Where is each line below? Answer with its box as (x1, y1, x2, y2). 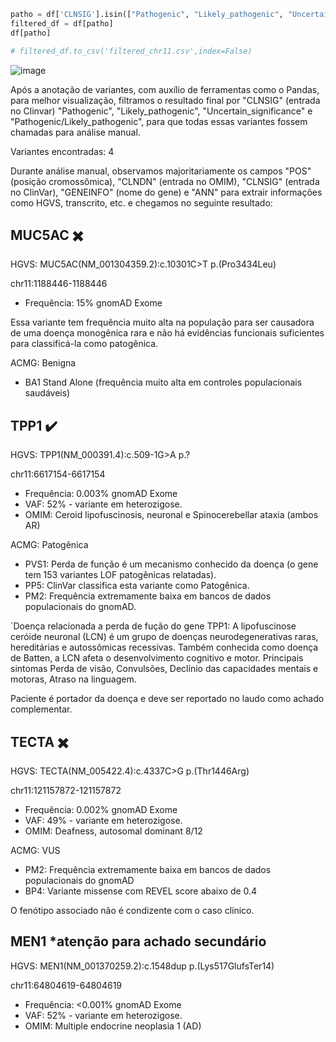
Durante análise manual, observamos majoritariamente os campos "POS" (10, 165, 312, 177)
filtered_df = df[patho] (10, 18, 114, 29)
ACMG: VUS (10, 844, 61, 856)
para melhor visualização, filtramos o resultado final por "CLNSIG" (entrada (10, 94, 321, 106)
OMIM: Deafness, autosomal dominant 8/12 (24, 825, 203, 837)
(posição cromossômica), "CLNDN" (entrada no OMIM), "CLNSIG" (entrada (10, 175, 320, 187)
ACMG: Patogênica (10, 539, 89, 551)
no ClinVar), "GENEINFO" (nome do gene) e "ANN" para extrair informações (10, 186, 323, 198)
